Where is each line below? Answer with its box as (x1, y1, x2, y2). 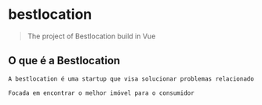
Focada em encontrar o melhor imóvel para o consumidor (8, 89, 195, 97)
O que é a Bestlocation (8, 54, 121, 67)
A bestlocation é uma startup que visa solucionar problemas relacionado (8, 74, 255, 83)
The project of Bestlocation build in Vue (27, 31, 156, 41)
